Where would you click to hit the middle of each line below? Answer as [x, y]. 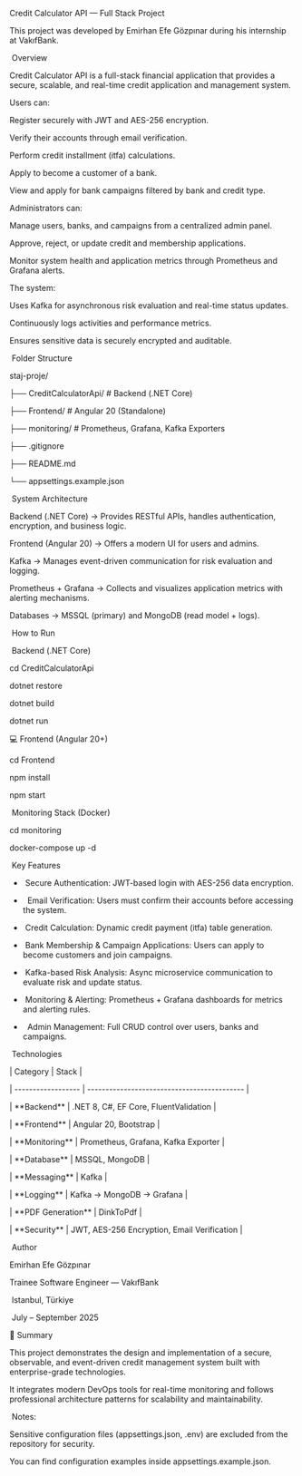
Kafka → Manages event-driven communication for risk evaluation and [141, 561]
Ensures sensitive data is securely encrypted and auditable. [121, 340]
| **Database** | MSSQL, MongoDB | [80, 1159]
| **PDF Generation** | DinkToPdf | [76, 1212]
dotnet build [32, 703]
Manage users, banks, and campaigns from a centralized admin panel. [141, 225]
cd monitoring [35, 830]
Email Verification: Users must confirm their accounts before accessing [160, 900]
